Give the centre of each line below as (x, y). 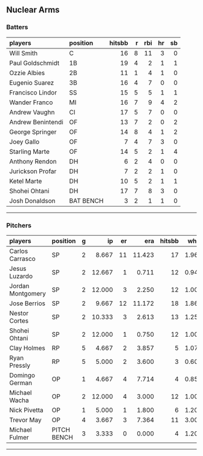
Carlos (19, 251)
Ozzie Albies (27, 73)
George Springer (33, 131)
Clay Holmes (27, 348)
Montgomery (28, 293)
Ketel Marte (26, 181)
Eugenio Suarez (32, 82)
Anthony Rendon (33, 161)
